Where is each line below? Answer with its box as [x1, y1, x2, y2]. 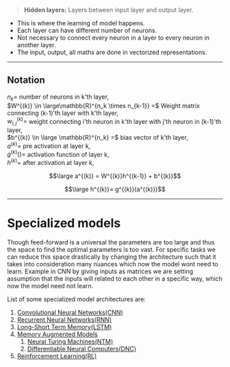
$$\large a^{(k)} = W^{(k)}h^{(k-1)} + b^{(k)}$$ [49, 172, 181, 180]
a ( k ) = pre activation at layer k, [7, 140, 91, 150]
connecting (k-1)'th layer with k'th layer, [7, 109, 118, 117]
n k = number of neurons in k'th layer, [7, 92, 110, 102]
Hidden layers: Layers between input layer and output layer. [23, 6, 194, 14]
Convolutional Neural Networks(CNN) [16, 308, 123, 316]
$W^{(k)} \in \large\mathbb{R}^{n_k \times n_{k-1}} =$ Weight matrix [7, 101, 201, 110]
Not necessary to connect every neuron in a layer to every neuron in [16, 34, 210, 42]
